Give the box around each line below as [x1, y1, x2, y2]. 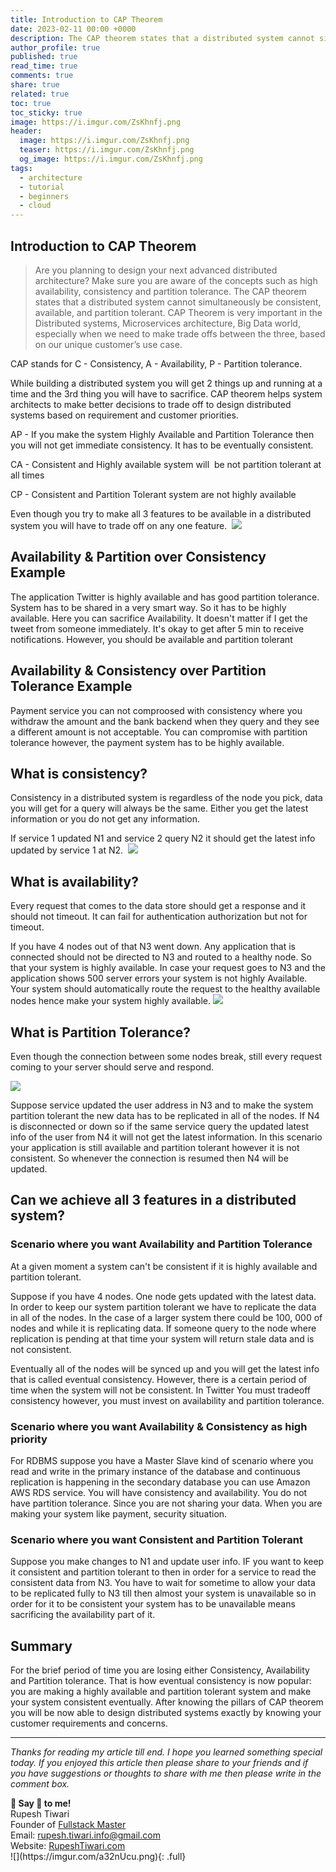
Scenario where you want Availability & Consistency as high [10, 1419, 308, 1433]
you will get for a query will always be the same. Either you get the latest [10, 802, 309, 815]
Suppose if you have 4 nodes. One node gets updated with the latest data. [10, 1290, 317, 1302]
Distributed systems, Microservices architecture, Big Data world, [34, 317, 301, 329]
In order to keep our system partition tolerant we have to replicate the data [10, 1301, 317, 1313]
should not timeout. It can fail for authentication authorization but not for [10, 911, 308, 923]
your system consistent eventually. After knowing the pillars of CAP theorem [10, 1696, 324, 1708]
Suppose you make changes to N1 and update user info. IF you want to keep [10, 1556, 325, 1568]
